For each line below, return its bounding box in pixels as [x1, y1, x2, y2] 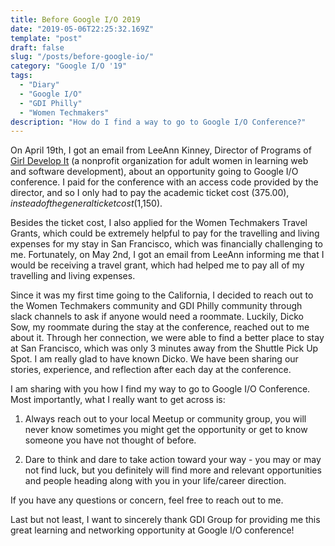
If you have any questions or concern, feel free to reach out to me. [10, 494, 284, 506]
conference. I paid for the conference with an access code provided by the [10, 176, 319, 188]
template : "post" [10, 33, 83, 43]
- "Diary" [19, 80, 60, 90]
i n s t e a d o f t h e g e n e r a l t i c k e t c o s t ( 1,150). [10, 197, 163, 210]
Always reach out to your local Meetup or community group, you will [24, 413, 307, 425]
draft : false [10, 42, 65, 53]
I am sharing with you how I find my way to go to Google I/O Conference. [10, 383, 311, 395]
